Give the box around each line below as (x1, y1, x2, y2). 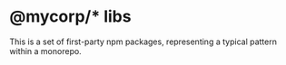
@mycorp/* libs (9, 6, 132, 27)
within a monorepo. (9, 45, 82, 56)
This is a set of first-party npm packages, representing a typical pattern (9, 36, 277, 47)
